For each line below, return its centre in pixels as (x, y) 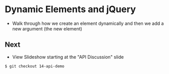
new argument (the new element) (47, 28)
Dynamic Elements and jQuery (70, 9)
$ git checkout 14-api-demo (35, 66)
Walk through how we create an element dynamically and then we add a (88, 23)
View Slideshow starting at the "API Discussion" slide (68, 57)
